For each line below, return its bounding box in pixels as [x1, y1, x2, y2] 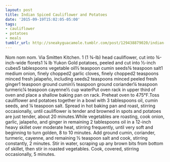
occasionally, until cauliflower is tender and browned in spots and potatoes [5, 108, 161, 114]
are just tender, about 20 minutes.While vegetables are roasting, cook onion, [5, 113, 164, 119]
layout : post [5, 7, 33, 13]
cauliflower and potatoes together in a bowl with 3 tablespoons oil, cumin [5, 97, 158, 103]
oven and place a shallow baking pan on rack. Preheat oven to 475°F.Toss [5, 92, 159, 98]
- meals [5, 36, 22, 41]
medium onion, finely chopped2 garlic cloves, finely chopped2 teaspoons [5, 70, 159, 76]
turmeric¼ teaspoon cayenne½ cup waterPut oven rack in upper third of [5, 87, 156, 93]
